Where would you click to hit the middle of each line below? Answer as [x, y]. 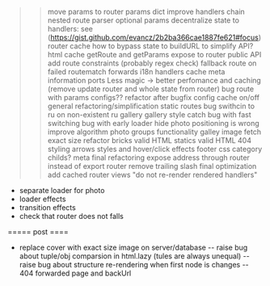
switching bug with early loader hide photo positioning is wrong [153, 123]
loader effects [42, 199]
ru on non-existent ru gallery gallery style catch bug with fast [149, 115]
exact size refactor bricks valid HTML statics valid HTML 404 [150, 140]
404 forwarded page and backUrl [75, 273]
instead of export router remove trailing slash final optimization [152, 166]
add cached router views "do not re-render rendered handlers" [152, 175]
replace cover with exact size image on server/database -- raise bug [133, 247]
